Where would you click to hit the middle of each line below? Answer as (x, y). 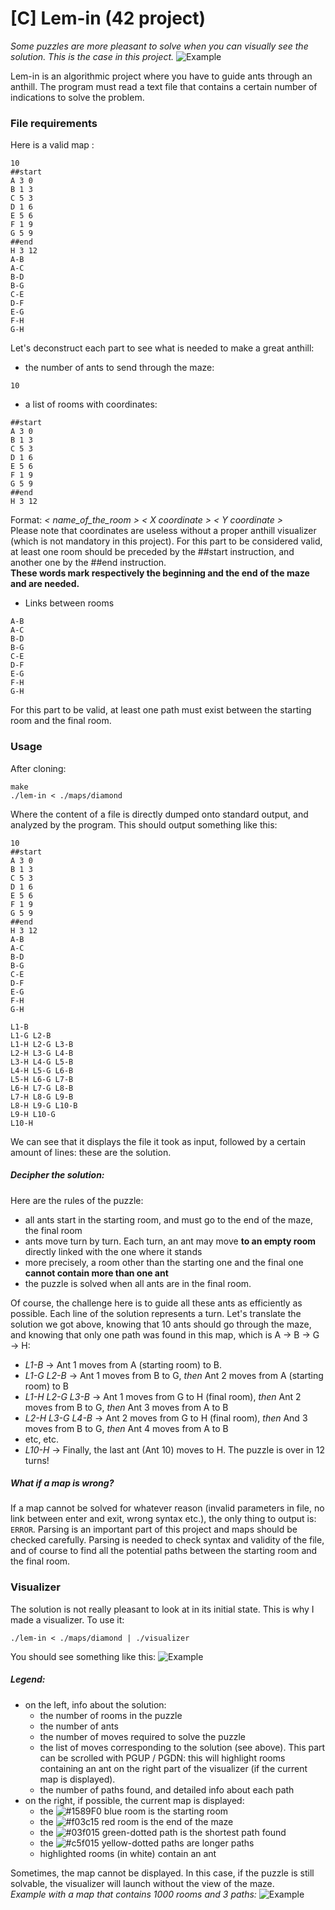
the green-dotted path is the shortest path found (163, 1832)
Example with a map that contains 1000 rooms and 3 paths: (133, 1894)
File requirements (54, 123)
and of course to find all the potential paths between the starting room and (164, 1551)
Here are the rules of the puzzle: (77, 1200)
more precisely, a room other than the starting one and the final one (164, 1262)
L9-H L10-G (33, 1114)
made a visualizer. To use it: (67, 1619)
